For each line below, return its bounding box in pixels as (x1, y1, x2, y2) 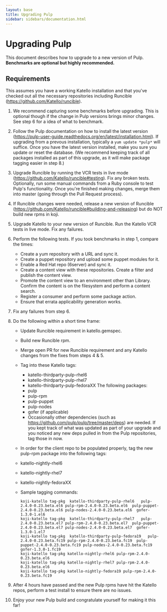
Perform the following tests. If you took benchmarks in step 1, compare (12, 236, 159, 242)
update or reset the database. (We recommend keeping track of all (12, 149, 150, 155)
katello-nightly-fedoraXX (20, 480, 71, 486)
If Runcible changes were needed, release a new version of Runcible (12, 201, 154, 207)
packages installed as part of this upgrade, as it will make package (12, 155, 150, 161)
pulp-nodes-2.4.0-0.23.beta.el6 (65, 508, 133, 513)
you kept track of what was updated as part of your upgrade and (27, 425, 161, 431)
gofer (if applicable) (27, 409, 69, 415)
